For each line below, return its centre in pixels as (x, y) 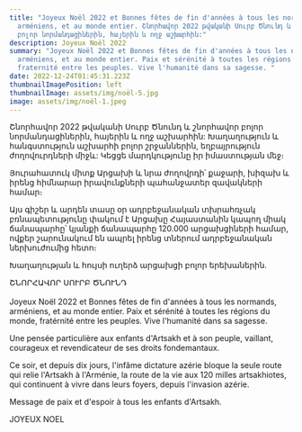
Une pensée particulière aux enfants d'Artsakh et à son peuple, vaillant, (142, 338)
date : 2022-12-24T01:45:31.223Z (70, 76)
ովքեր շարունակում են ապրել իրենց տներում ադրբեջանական (141, 238)
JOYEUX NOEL (37, 419)
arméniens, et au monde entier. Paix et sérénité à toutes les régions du (140, 311)
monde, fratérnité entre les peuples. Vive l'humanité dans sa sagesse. (138, 321)
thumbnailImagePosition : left (66, 85)
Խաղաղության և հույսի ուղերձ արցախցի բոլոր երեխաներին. (138, 265)
